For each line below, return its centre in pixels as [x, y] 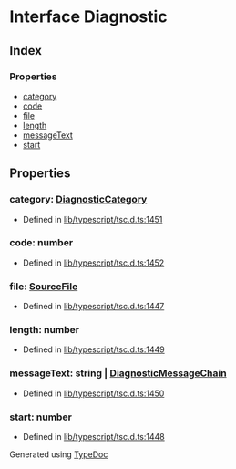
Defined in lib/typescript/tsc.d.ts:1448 [94, 437]
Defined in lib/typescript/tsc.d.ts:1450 [93, 393]
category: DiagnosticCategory [78, 200]
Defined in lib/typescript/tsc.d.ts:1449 [94, 349]
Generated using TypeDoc [59, 454]
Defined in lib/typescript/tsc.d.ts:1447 [93, 307]
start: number [41, 417]
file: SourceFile [44, 287]
